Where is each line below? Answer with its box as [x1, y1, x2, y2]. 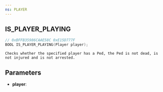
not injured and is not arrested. [5, 55, 76, 61]
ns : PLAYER [5, 7, 27, 12]
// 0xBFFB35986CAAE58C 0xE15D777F [5, 38, 76, 43]
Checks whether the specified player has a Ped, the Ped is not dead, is [5, 51, 159, 56]
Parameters [5, 68, 41, 77]
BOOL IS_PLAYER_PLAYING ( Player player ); [5, 42, 89, 47]
